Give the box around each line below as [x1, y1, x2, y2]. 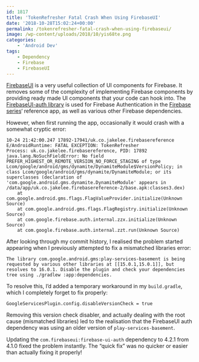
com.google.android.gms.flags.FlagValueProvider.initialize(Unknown [6, 196, 183, 202]
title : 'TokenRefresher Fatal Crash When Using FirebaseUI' [6, 15, 161, 21]
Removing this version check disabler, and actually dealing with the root [6, 311, 186, 318]
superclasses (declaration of [6, 174, 83, 180]
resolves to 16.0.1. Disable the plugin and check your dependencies [6, 267, 186, 273]
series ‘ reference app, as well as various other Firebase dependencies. [6, 107, 183, 115]
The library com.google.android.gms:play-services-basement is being [6, 256, 186, 262]
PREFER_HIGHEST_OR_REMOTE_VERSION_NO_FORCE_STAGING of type [6, 159, 161, 165]
